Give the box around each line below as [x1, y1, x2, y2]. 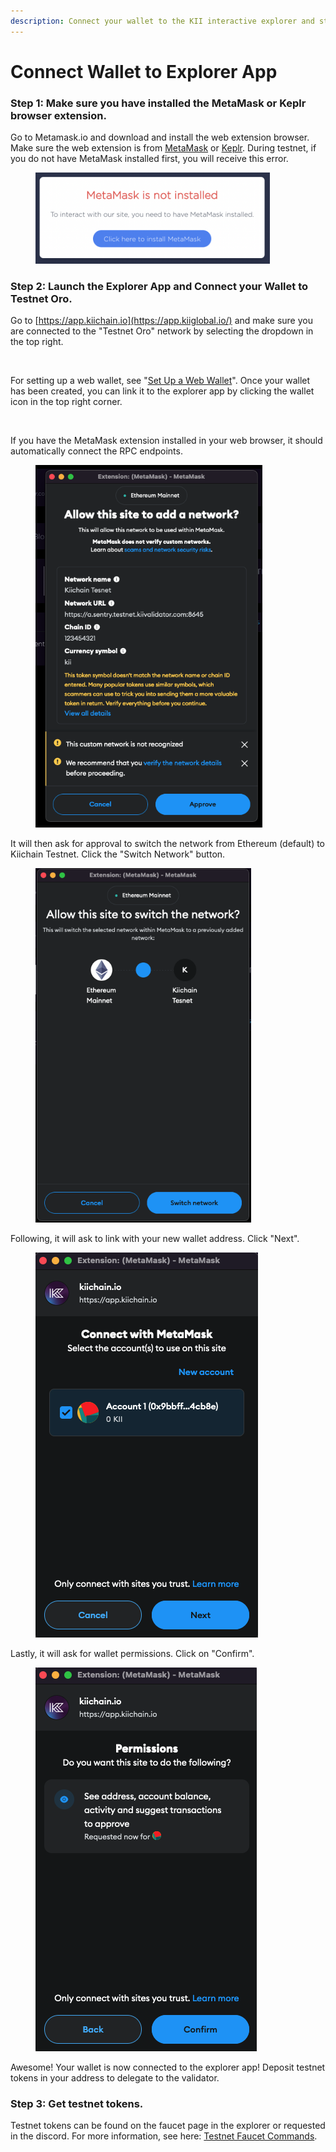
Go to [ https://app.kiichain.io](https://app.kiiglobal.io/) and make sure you [10, 314, 313, 326]
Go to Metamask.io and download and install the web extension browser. [10, 131, 310, 144]
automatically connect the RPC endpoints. [10, 445, 183, 457]
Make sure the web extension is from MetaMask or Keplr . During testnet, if [10, 142, 317, 154]
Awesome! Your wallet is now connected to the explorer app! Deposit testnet [10, 2061, 326, 2073]
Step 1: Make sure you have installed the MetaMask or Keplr [10, 96, 307, 110]
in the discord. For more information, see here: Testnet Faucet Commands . [10, 2130, 318, 2142]
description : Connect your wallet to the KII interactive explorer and [10, 16, 315, 26]
